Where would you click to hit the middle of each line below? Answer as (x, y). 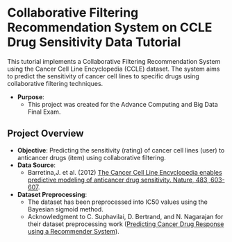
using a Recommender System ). (73, 231)
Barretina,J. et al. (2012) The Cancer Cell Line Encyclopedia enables (125, 172)
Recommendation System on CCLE (110, 27)
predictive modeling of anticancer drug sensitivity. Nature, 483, (118, 180)
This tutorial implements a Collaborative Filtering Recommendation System (114, 61)
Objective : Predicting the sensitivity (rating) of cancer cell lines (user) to (121, 150)
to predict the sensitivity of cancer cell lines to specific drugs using (103, 76)
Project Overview (45, 133)
